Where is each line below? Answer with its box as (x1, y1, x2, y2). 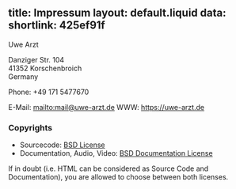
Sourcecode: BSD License (19, 140, 105, 149)
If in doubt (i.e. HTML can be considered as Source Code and (8, 164, 209, 173)
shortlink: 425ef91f (8, 19, 105, 32)
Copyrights (8, 122, 53, 133)
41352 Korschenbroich (8, 63, 82, 73)
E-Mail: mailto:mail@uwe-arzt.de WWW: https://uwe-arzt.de (8, 102, 204, 112)
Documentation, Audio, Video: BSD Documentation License (19, 149, 213, 158)
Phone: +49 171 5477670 (8, 87, 89, 96)
